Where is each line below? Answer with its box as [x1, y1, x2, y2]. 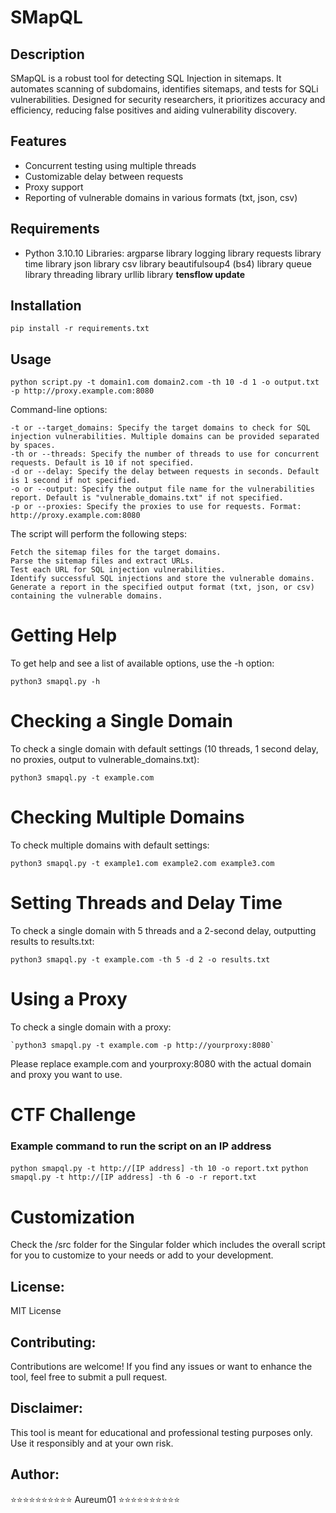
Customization [10, 1206, 135, 1228]
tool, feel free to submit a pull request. [10, 1371, 168, 1383]
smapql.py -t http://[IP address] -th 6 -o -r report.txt [10, 1172, 257, 1183]
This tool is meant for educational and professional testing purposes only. [10, 1426, 313, 1438]
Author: [10, 1466, 60, 1483]
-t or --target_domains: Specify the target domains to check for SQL [10, 423, 311, 433]
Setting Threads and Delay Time [10, 892, 283, 915]
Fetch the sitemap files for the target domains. [10, 547, 222, 558]
